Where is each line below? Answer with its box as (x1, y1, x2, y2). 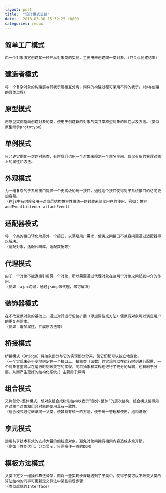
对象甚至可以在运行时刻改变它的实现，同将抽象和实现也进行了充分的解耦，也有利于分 (8, 364, 158, 369)
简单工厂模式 (5, 41, 45, 49)
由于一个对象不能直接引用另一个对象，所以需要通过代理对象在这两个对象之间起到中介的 (5, 273, 158, 279)
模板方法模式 (5, 459, 45, 467)
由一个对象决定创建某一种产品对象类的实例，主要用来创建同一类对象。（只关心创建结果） (5, 55, 160, 60)
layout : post (5, 7, 32, 12)
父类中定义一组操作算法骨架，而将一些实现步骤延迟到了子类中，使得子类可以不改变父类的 (5, 473, 161, 478)
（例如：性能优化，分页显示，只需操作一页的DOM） (5, 444, 94, 449)
